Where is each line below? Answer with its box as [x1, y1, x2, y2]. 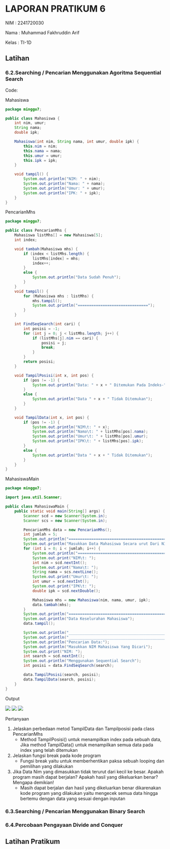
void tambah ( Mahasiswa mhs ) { [14, 246, 78, 251]
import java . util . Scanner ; [5, 495, 62, 500]
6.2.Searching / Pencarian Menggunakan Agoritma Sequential [5, 69, 161, 76]
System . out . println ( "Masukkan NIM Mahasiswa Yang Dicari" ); [23, 644, 153, 649]
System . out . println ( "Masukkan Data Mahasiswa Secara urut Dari [23, 541, 159, 546]
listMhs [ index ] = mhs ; [32, 256, 80, 261]
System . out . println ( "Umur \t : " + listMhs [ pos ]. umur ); [32, 434, 148, 439]
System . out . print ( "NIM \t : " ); [32, 555, 96, 561]
